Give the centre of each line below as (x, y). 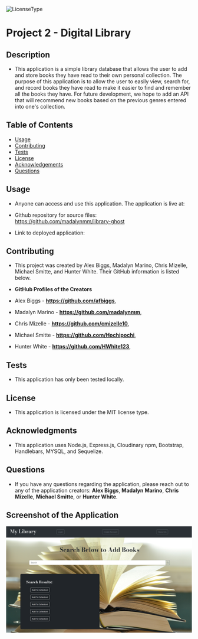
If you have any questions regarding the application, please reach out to (102, 484)
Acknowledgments (42, 431)
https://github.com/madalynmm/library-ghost (70, 221)
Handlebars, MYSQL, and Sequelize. (59, 451)
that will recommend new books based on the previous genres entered (100, 100)
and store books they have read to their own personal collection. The (98, 75)
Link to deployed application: (50, 233)
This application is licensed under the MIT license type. (82, 412)
